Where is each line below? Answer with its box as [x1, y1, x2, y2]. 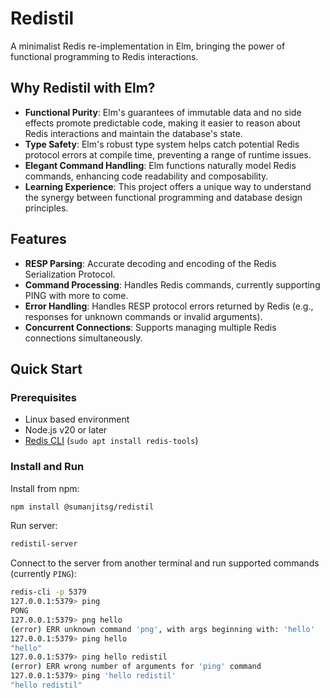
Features [10, 231, 67, 248]
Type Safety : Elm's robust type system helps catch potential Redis [24, 138, 300, 150]
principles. [24, 202, 69, 214]
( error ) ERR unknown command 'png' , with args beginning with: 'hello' [10, 624, 315, 634]
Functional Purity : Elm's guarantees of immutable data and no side [24, 106, 302, 118]
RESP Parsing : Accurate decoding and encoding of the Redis [24, 257, 277, 269]
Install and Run [10, 460, 85, 474]
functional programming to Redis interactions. [10, 50, 199, 62]
